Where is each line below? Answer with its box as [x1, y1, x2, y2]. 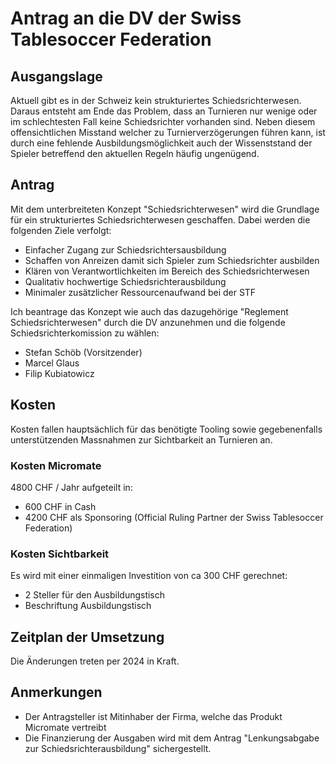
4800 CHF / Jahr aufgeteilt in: [10, 481, 133, 493]
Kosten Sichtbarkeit [10, 547, 110, 561]
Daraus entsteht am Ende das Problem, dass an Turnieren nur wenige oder [10, 105, 318, 117]
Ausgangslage [10, 68, 103, 85]
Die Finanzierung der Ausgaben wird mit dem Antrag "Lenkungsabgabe [24, 732, 320, 744]
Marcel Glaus [24, 357, 80, 369]
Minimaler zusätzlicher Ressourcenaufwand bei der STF [24, 286, 257, 298]
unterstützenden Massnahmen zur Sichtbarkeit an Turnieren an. [10, 433, 273, 446]
